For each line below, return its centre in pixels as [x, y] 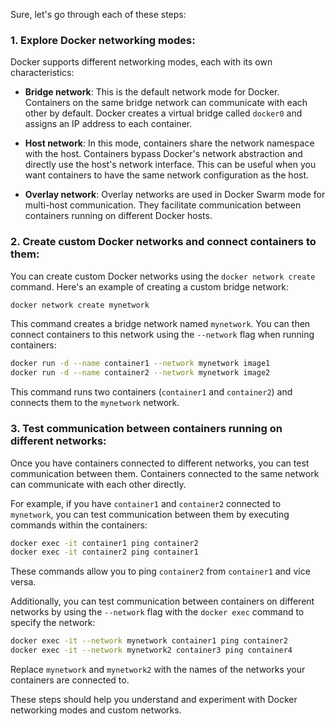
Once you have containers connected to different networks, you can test [160, 463]
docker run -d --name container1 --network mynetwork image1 [140, 364]
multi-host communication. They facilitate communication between [163, 205]
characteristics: [42, 73]
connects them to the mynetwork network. [95, 403]
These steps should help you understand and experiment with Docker [154, 700]
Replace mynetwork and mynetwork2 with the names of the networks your [158, 670]
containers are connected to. [70, 680]
